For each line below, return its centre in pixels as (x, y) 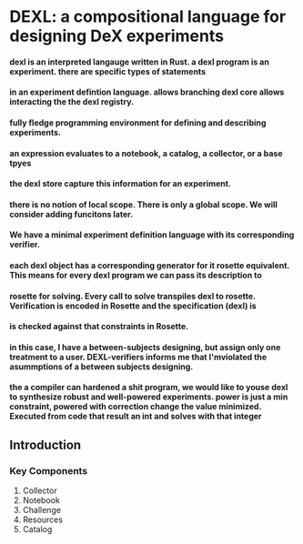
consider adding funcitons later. (71, 214)
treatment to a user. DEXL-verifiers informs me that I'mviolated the (138, 357)
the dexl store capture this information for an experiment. (121, 184)
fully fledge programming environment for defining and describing (138, 122)
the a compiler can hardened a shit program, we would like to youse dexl (149, 388)
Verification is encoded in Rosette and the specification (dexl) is (133, 306)
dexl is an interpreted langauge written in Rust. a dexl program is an (140, 62)
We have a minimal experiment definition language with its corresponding (152, 235)
